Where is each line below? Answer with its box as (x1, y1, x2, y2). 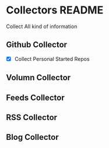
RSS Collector (6, 112, 57, 122)
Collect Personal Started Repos (14, 55, 90, 62)
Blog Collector (6, 132, 59, 142)
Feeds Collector (6, 92, 65, 102)
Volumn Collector (6, 73, 71, 82)
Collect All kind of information (6, 23, 78, 30)
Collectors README (6, 4, 104, 17)
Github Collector (6, 40, 68, 50)
